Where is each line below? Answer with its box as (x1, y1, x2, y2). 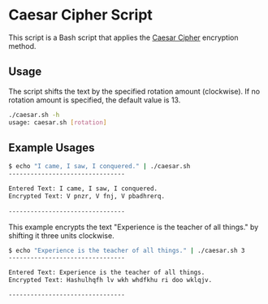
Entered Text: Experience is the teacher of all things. (8, 268, 205, 277)
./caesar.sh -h (8, 111, 60, 119)
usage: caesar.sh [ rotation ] (8, 118, 107, 127)
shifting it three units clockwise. (8, 230, 115, 241)
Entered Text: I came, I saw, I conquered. (8, 185, 158, 193)
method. (8, 41, 37, 50)
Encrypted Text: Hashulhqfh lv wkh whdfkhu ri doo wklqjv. (8, 276, 213, 284)
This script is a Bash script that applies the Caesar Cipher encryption (8, 33, 239, 42)
